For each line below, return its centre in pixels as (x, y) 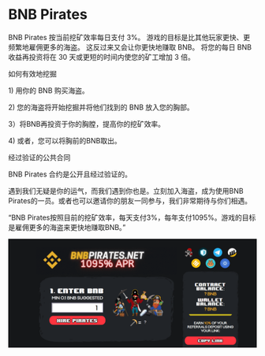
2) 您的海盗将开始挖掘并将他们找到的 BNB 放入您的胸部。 (101, 107)
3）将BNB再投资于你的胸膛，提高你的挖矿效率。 (87, 124)
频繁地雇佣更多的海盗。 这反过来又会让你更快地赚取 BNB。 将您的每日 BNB (130, 47)
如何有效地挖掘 (32, 73)
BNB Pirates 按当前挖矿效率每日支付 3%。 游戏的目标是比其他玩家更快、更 (129, 37)
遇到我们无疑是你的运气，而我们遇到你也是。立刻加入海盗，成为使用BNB (126, 191)
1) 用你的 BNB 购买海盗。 (49, 90)
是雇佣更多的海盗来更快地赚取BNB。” (67, 227)
